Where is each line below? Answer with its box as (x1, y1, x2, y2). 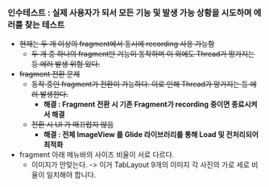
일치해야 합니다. (46, 170, 97, 180)
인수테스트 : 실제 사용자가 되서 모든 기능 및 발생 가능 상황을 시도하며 (7, 6, 252, 18)
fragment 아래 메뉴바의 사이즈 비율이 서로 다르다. (19, 150, 175, 160)
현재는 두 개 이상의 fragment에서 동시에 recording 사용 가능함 (19, 39, 215, 49)
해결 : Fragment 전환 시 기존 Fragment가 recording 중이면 (43, 99, 230, 110)
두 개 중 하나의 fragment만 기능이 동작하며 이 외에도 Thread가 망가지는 (31, 49, 255, 59)
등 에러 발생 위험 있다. (31, 59, 101, 69)
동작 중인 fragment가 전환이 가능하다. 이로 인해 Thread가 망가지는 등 (31, 79, 249, 89)
